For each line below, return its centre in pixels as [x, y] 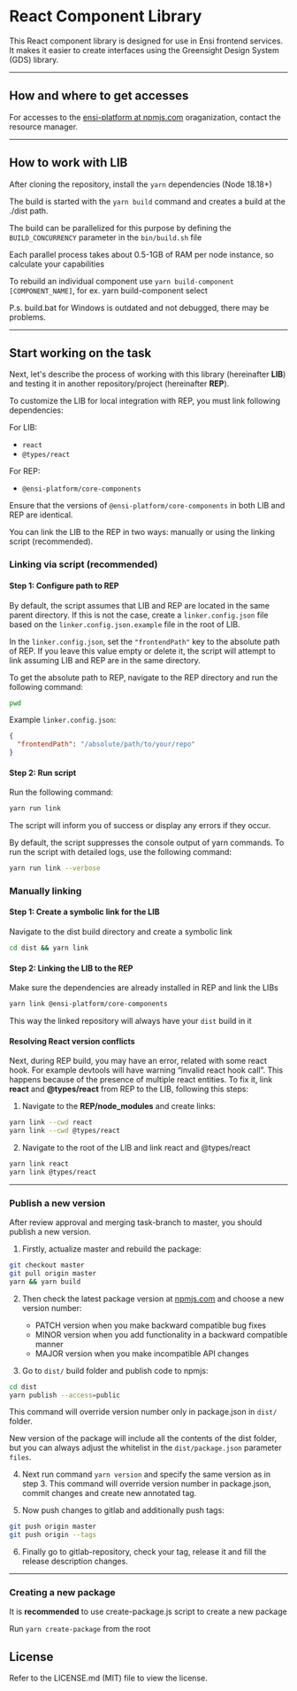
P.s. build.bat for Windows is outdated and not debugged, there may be [139, 307]
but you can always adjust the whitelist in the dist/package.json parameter [145, 1448]
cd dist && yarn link [49, 948]
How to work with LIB [69, 163]
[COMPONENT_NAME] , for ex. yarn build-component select [108, 291]
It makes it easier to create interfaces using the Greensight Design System [145, 50]
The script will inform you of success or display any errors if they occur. [140, 826]
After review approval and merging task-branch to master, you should [136, 1222]
